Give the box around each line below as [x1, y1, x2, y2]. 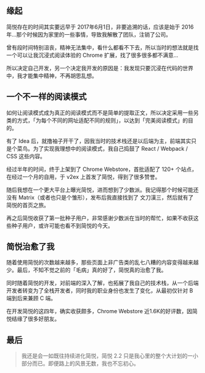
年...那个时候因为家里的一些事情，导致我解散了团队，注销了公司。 [6, 31, 172, 38]
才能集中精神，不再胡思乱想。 [22, 72, 98, 79]
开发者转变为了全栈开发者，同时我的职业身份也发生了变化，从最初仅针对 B [6, 287, 193, 294]
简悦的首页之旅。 [6, 201, 49, 209]
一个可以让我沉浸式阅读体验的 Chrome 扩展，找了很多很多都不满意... [6, 51, 179, 59]
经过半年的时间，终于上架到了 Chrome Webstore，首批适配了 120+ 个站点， [6, 165, 197, 173]
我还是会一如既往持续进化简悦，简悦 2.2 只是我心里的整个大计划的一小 [21, 352, 198, 360]
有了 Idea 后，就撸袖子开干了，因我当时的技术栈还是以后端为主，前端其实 [6, 137, 192, 145]
